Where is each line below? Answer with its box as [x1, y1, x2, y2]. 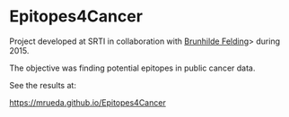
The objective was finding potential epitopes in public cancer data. [9, 63, 256, 73]
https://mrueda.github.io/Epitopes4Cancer [9, 96, 166, 108]
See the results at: [9, 79, 76, 90]
